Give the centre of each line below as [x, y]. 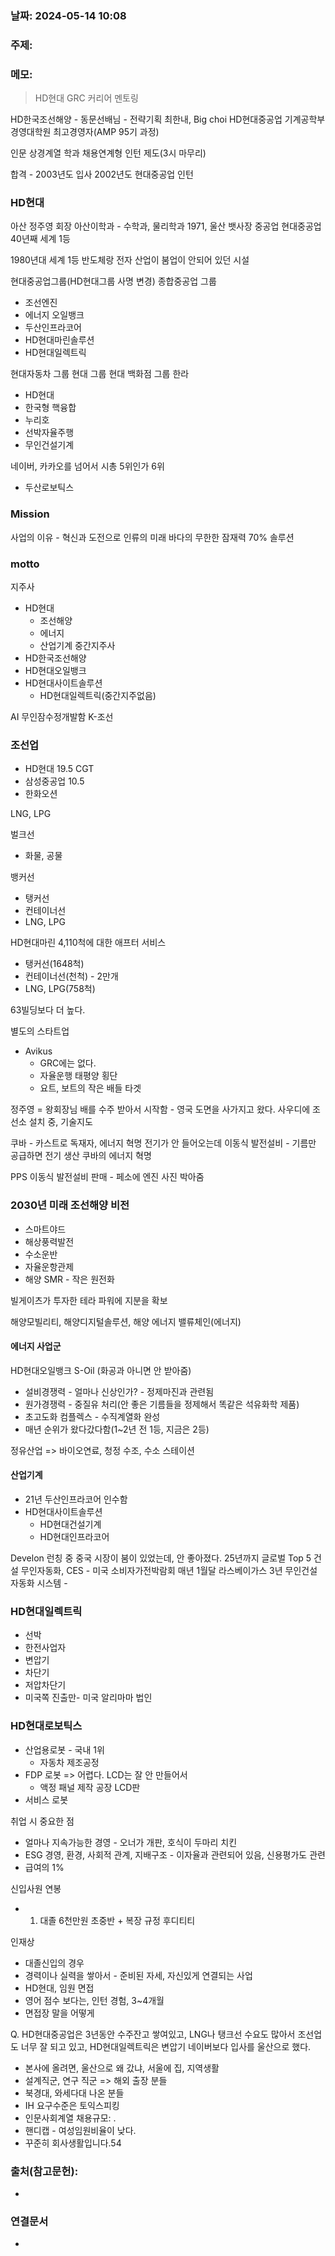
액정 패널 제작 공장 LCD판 [90, 1787]
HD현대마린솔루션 [59, 340]
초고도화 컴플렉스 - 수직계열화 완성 [92, 1416]
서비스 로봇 [46, 1799]
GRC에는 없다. [68, 1063]
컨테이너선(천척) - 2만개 [71, 976]
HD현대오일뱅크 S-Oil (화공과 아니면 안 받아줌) [101, 1370]
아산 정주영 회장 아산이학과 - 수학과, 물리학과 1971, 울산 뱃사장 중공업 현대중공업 [166, 226]
